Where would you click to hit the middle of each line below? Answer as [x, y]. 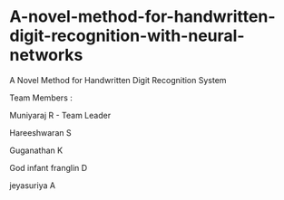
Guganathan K [36, 150]
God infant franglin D [49, 167]
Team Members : [41, 98]
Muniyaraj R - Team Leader [60, 115]
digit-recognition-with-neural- [127, 36]
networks [46, 55]
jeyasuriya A [33, 185]
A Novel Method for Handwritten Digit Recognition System [118, 80]
